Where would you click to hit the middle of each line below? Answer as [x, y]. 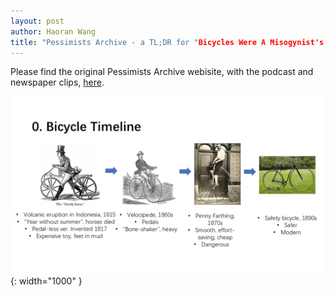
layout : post [37, 21]
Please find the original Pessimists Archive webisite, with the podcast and [162, 72]
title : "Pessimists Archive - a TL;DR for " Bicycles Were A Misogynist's [167, 42]
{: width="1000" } [46, 281]
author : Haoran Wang [53, 31]
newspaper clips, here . [57, 82]
